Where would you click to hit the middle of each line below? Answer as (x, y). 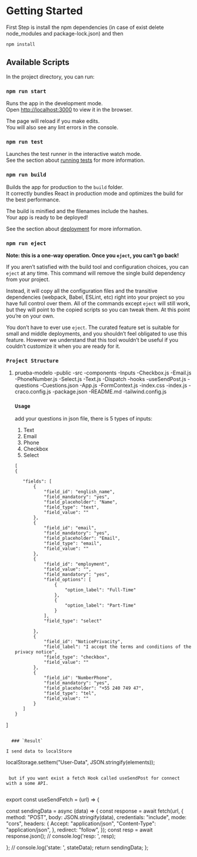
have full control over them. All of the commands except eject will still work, (98, 303)
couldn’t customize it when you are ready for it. (63, 346)
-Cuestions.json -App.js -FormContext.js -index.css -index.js (114, 386)
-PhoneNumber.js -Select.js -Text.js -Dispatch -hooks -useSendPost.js (100, 379)
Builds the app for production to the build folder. (65, 187)
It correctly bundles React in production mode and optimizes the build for (95, 193)
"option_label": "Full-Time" (100, 590)
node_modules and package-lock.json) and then (65, 33)
